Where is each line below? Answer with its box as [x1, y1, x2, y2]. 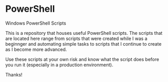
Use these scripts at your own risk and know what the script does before [5, 56, 159, 62]
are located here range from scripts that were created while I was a [5, 35, 147, 42]
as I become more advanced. [5, 46, 67, 52]
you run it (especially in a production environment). [5, 61, 114, 68]
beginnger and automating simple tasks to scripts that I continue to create [5, 40, 162, 47]
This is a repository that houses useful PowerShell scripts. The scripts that [5, 30, 163, 36]
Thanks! [5, 71, 23, 77]
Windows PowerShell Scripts [5, 20, 66, 26]
